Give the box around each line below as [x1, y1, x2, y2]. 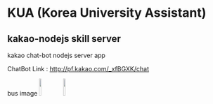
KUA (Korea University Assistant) [7, 5, 207, 21]
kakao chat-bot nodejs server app [7, 51, 105, 59]
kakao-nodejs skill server [7, 33, 121, 45]
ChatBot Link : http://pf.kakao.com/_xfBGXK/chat [7, 65, 150, 73]
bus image [7, 89, 38, 97]
